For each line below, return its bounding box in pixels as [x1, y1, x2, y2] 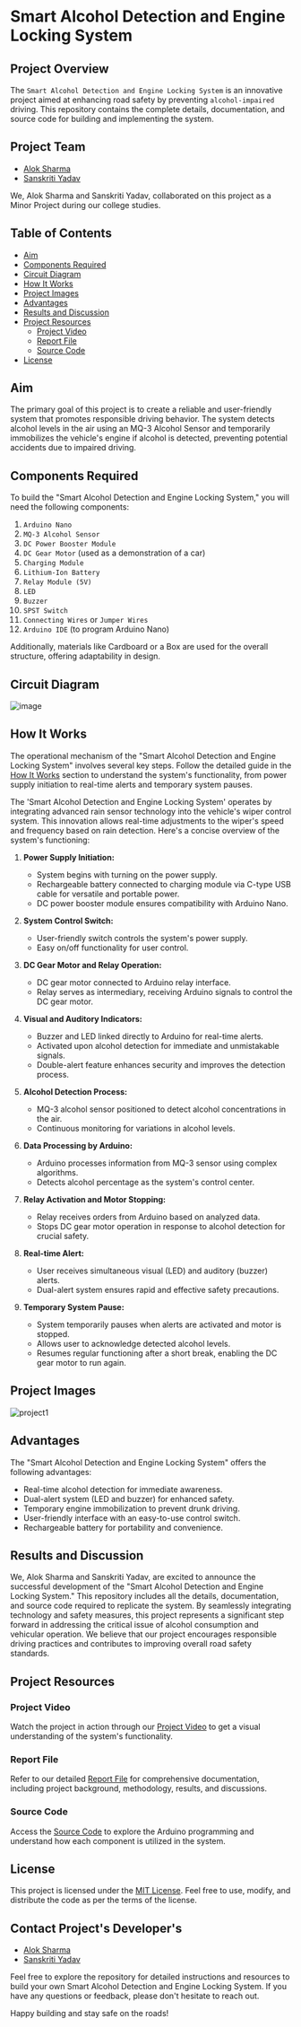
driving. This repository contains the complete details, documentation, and [10, 104, 286, 114]
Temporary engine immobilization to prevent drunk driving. [22, 1503, 240, 1514]
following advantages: [10, 1466, 92, 1477]
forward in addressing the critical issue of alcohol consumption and [10, 1620, 259, 1630]
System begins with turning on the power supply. [36, 869, 218, 880]
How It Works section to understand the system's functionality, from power [10, 769, 288, 780]
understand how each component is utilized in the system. [10, 1835, 227, 1846]
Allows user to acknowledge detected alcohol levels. [36, 1338, 231, 1349]
